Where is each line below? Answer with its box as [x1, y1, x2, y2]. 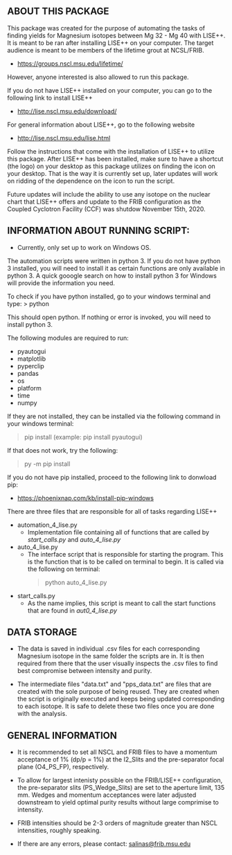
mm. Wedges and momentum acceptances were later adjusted [17, 791, 197, 799]
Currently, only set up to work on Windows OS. [17, 243, 152, 251]
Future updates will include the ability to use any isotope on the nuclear [7, 190, 211, 198]
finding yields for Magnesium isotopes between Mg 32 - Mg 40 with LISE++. [7, 31, 226, 39]
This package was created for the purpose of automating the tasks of [7, 24, 206, 32]
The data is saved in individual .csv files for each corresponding [17, 645, 200, 653]
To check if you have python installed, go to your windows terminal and [7, 292, 211, 300]
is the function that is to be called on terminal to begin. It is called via [27, 557, 224, 566]
